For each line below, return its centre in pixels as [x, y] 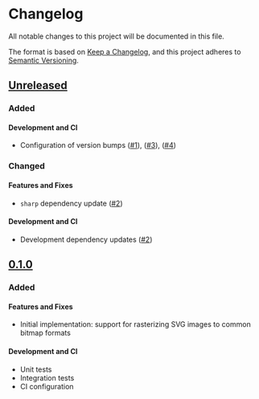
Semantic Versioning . [43, 60]
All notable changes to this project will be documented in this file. [117, 36]
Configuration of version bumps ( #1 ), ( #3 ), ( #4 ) [98, 145]
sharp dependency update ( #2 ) [71, 203]
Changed [27, 166]
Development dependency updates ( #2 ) [86, 239]
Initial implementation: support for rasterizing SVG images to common [135, 324]
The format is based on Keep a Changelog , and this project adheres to [125, 51]
